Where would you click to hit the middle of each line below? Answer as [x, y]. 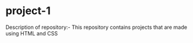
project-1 [28, 11]
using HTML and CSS [32, 33]
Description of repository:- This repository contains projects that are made [96, 27]
